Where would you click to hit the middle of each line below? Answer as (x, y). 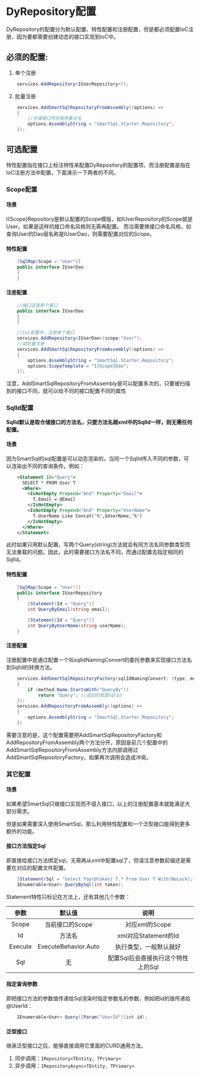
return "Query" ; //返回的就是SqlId (80, 695)
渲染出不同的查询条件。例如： (48, 466)
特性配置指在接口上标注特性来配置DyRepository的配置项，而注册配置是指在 (98, 165)
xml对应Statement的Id (148, 936)
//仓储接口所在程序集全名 (55, 118)
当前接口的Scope (68, 924)
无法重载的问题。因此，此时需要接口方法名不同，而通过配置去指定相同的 (95, 552)
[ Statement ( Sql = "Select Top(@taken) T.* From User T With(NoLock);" (106, 879)
